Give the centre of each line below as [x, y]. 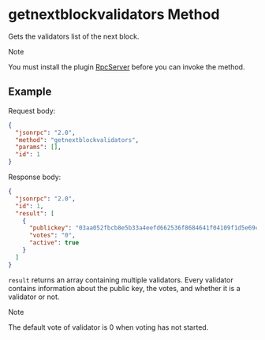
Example [30, 92]
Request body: [32, 110]
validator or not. [34, 297]
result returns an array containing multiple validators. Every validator [121, 280]
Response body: [35, 177]
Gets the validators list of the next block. [74, 36]
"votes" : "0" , [52, 235]
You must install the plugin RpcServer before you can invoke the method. [127, 67]
